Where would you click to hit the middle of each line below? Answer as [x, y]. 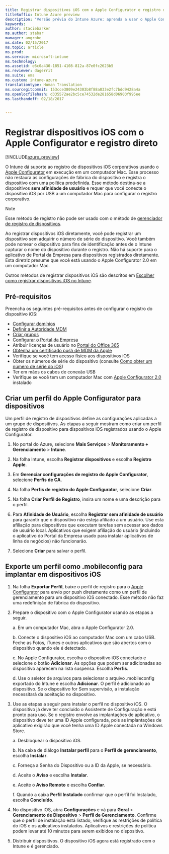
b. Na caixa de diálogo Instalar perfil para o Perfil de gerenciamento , [85, 750]
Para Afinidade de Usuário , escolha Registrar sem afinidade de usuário [88, 514]
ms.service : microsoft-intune [37, 57]
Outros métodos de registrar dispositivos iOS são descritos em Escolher [80, 275]
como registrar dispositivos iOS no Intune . [49, 281]
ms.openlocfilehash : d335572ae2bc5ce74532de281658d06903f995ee [73, 94]
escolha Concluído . [33, 800]
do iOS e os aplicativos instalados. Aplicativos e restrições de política [84, 825]
